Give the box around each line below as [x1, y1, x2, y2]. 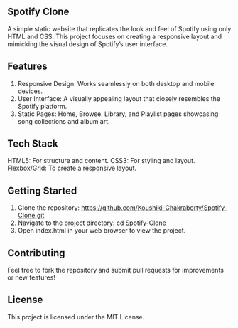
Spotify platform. [17, 102, 67, 110]
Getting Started [7, 184, 77, 196]
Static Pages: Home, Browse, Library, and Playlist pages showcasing [17, 110, 219, 118]
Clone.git [17, 211, 45, 220]
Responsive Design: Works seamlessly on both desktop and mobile [17, 79, 215, 88]
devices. [17, 87, 43, 95]
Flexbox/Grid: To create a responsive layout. [7, 164, 137, 173]
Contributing [7, 247, 65, 259]
